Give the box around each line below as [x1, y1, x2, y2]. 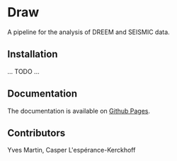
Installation [7, 48, 58, 60]
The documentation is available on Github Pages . [7, 106, 151, 115]
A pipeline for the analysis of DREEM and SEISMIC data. [7, 28, 170, 36]
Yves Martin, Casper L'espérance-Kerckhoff [7, 146, 136, 155]
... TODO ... [7, 67, 40, 75]
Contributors [7, 127, 66, 139]
